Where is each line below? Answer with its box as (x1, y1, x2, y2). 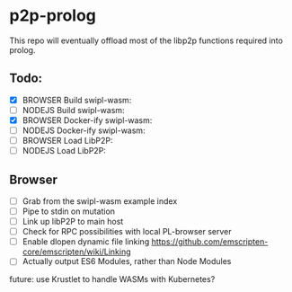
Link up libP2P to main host (22, 217, 124, 227)
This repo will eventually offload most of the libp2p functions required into (9, 35, 283, 46)
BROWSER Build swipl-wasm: (22, 94, 132, 105)
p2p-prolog (9, 5, 97, 26)
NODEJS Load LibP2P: (22, 146, 106, 156)
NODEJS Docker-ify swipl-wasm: (22, 125, 146, 136)
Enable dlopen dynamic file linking (22, 236, 150, 247)
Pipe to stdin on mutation (22, 206, 115, 217)
